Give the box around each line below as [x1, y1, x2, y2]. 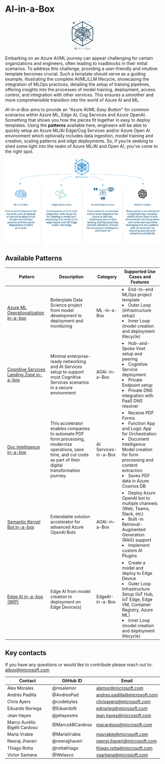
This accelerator [50, 420, 83, 427]
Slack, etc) [122, 511, 144, 517]
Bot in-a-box [7, 524, 34, 530]
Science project [50, 302, 82, 308]
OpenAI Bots [50, 529, 76, 535]
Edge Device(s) [50, 604, 82, 610]
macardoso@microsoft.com [96, 722, 152, 728]
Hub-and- [128, 340, 150, 346]
